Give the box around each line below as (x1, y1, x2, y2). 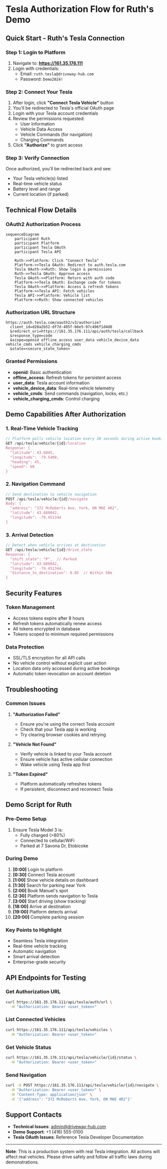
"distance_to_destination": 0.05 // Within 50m (10, 570, 112, 576)
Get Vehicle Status (5, 1043, 52, 1050)
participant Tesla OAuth (14, 245, 66, 250)
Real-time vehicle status (12, 181, 62, 187)
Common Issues (5, 700, 46, 707)
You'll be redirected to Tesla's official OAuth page (12, 105, 114, 111)
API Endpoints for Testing (5, 973, 86, 982)
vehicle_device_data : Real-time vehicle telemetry (12, 385, 114, 391)
